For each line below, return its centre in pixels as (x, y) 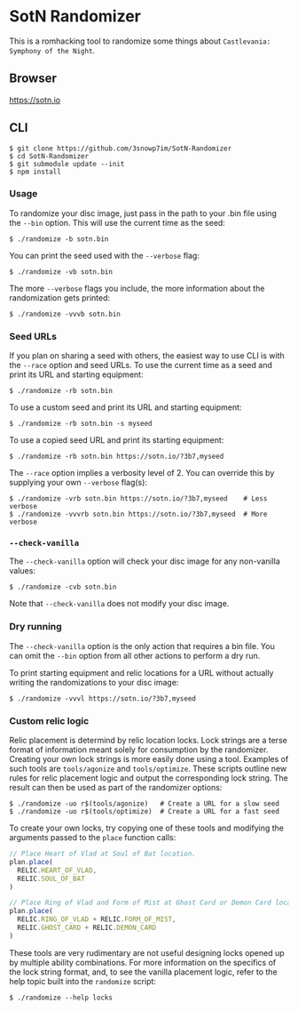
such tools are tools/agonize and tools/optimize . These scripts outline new (148, 769)
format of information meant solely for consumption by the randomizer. (139, 750)
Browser (33, 79)
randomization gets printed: (60, 297)
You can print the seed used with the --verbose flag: (104, 255)
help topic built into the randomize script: (83, 981)
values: (22, 571)
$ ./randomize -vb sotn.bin (61, 272)
